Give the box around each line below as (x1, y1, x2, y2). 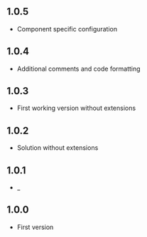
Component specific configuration (16, 24, 118, 33)
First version (16, 223, 54, 231)
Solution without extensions (16, 143, 99, 152)
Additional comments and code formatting (16, 64, 141, 73)
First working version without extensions (16, 104, 136, 113)
